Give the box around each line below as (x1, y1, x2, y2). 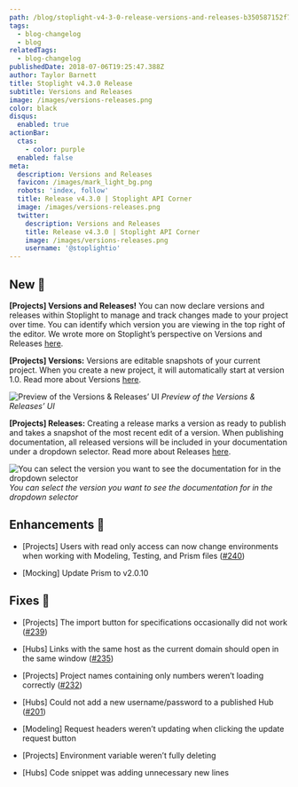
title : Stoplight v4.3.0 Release (9, 79, 133, 88)
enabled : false (17, 153, 74, 162)
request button (21, 733, 77, 744)
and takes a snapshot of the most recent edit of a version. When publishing (9, 427, 284, 437)
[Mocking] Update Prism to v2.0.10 (21, 567, 149, 578)
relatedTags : (9, 46, 58, 55)
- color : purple (25, 145, 86, 153)
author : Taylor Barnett (9, 71, 98, 80)
